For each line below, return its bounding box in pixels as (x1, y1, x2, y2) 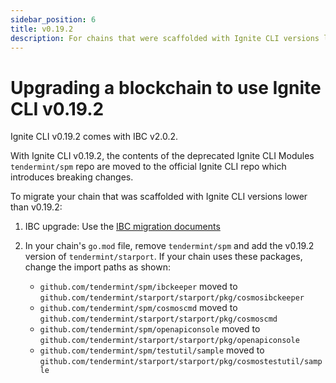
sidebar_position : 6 (10, 14, 97, 25)
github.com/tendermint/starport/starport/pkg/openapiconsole (39, 336, 300, 346)
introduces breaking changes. (10, 171, 134, 183)
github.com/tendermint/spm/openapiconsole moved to (39, 323, 261, 335)
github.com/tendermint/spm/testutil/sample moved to (39, 344, 265, 356)
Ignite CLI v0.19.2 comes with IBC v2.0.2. (10, 131, 179, 143)
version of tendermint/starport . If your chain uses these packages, (24, 251, 303, 263)
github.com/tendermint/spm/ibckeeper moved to (39, 281, 238, 293)
